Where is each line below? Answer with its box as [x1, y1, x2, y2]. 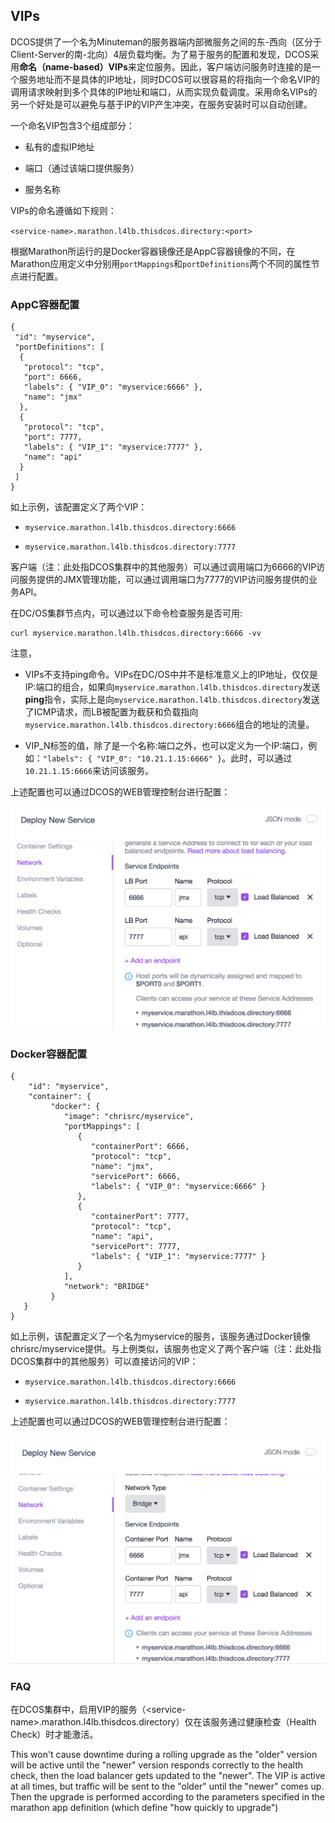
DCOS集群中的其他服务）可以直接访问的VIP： [10, 1355, 199, 1368]
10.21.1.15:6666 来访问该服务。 [24, 765, 155, 777]
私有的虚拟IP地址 [24, 140, 95, 153]
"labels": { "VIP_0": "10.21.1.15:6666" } [42, 754, 223, 764]
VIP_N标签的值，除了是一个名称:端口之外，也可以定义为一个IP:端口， [24, 740, 309, 752]
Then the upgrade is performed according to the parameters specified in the [10, 1791, 325, 1803]
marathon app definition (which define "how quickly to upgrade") [10, 1802, 279, 1814]
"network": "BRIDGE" [63, 1282, 150, 1292]
